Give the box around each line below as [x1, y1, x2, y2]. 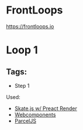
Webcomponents [14, 111, 56, 118]
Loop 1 [6, 43, 38, 57]
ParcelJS [14, 117, 37, 124]
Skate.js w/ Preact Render [14, 105, 78, 112]
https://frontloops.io [6, 23, 54, 30]
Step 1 [14, 82, 30, 89]
